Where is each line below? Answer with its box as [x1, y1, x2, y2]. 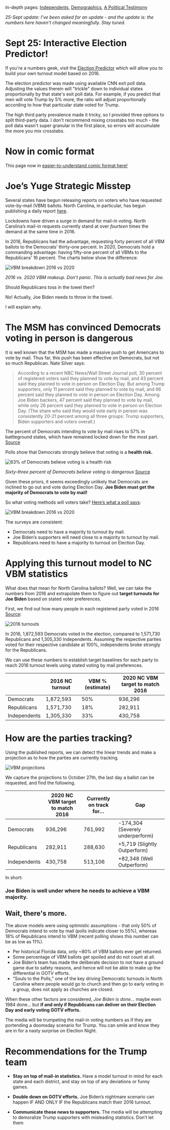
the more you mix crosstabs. [5, 128, 65, 134]
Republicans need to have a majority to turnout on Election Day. [12, 539, 146, 545]
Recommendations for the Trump [5, 1046, 148, 1057]
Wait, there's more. [5, 909, 67, 918]
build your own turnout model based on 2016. [5, 70, 100, 76]
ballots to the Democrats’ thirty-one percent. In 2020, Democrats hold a [5, 243, 155, 250]
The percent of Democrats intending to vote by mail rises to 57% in [5, 428, 145, 434]
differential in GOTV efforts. [12, 970, 70, 976]
